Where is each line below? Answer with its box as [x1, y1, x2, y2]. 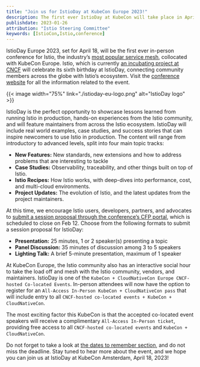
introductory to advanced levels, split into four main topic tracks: [6, 140, 164, 147]
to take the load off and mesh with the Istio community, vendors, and [6, 268, 175, 275]
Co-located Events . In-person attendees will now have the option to [24, 281, 190, 288]
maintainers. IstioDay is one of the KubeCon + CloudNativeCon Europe [6, 274, 174, 281]
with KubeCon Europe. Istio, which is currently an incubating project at [6, 60, 179, 67]
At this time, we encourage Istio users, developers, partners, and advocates [6, 207, 192, 214]
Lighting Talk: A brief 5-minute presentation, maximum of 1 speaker [14, 250, 182, 258]
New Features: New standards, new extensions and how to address [14, 151, 182, 158]
